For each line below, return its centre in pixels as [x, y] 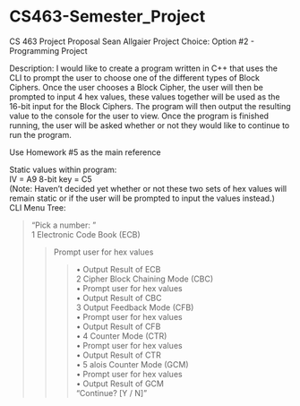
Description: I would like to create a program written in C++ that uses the [143, 68]
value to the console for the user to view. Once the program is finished [139, 116]
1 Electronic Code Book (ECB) [86, 234]
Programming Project [48, 50]
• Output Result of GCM [120, 384]
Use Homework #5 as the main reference [85, 152]
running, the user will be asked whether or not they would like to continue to [150, 125]
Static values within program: [63, 169]
